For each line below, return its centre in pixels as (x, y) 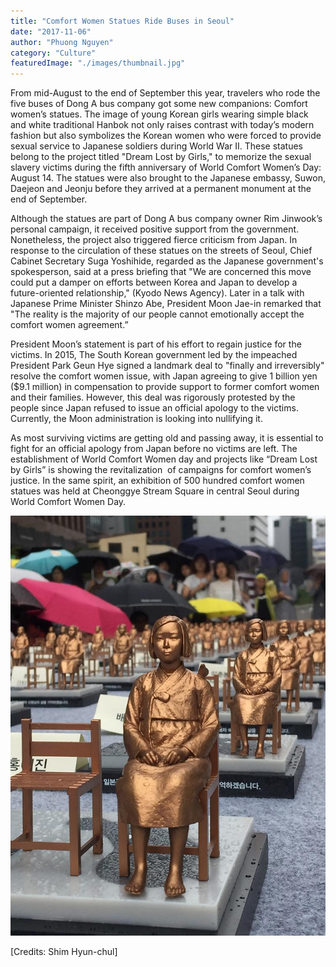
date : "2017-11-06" (51, 31)
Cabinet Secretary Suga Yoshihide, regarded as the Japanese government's (167, 261)
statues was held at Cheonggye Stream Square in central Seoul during (155, 491)
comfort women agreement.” (69, 325)
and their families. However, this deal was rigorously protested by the (153, 397)
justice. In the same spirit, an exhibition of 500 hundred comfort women (157, 481)
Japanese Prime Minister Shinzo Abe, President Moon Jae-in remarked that (166, 304)
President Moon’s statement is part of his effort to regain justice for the (156, 344)
